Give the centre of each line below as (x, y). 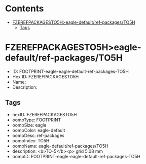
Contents (25, 9)
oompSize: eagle (29, 125)
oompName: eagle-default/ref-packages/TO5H (60, 146)
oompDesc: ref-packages (38, 135)
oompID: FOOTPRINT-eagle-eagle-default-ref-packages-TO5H (76, 156)
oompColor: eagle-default (38, 130)
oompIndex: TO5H (31, 140)
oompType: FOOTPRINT (36, 120)
